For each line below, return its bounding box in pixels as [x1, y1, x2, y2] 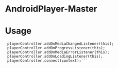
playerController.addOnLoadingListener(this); [7, 54, 103, 59]
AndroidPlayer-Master [5, 3, 98, 14]
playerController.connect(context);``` [7, 58, 88, 63]
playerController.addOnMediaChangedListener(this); [7, 41, 114, 46]
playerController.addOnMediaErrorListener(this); [7, 50, 110, 55]
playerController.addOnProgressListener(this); [7, 46, 105, 51]
